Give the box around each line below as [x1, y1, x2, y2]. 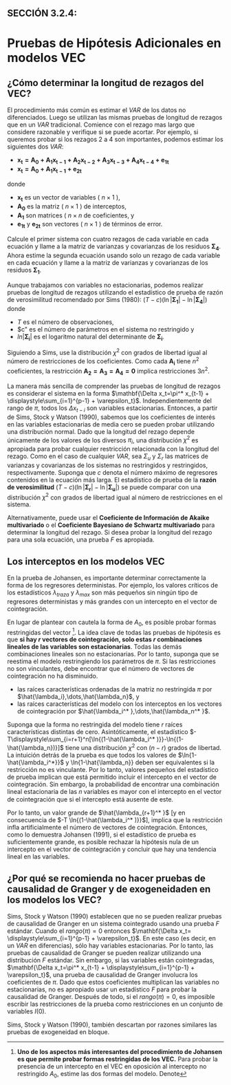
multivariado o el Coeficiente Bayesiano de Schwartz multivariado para [7, 521, 215, 529]
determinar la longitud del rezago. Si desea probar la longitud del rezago [7, 528, 212, 537]
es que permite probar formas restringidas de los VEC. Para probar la [16, 1055, 218, 1063]
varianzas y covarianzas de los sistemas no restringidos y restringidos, [7, 461, 208, 469]
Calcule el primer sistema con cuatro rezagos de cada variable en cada [7, 235, 209, 244]
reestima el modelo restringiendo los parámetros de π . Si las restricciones [7, 657, 217, 665]
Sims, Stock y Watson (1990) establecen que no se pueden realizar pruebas [7, 912, 222, 920]
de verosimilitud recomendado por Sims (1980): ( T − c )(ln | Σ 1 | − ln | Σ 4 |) [7, 295, 208, 305]
